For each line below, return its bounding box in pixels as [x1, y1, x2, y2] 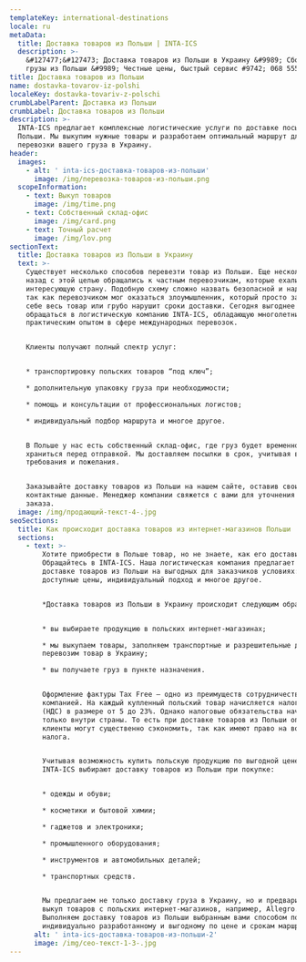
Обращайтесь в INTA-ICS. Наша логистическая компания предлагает [42, 558, 296, 568]
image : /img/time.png [33, 200, 117, 210]
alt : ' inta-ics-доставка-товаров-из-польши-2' [33, 930, 219, 939]
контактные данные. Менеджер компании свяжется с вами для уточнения [25, 491, 296, 500]
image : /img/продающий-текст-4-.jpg [17, 507, 157, 517]
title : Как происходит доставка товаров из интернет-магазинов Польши [17, 525, 291, 534]
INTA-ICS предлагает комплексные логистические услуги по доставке [17, 124, 280, 133]
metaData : [9, 30, 47, 39]
